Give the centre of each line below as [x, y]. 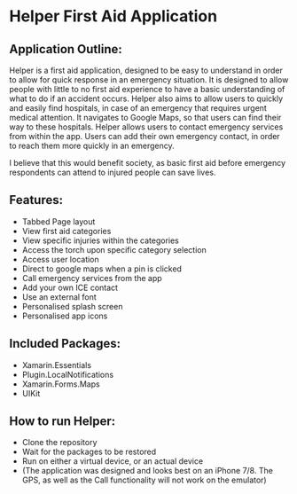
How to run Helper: [63, 422]
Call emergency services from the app [92, 278]
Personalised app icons [65, 316]
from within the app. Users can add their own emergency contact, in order [145, 136]
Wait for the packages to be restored [89, 452]
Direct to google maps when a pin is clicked [102, 269]
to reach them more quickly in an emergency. [92, 145]
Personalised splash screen [72, 306]
